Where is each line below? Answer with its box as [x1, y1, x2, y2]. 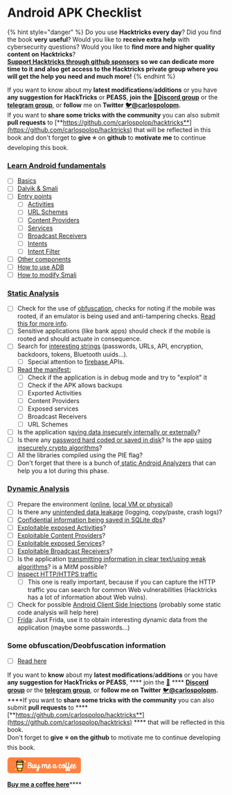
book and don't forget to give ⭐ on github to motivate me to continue [7, 133, 206, 142]
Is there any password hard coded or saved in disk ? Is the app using [17, 436, 213, 444]
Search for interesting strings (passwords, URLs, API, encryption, [17, 342, 204, 350]
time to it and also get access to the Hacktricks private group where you [7, 65, 218, 73]
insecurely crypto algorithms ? [17, 443, 102, 452]
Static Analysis [7, 288, 60, 298]
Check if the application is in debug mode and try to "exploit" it [27, 373, 208, 382]
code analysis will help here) [17, 608, 99, 616]
